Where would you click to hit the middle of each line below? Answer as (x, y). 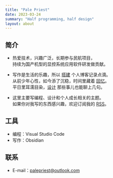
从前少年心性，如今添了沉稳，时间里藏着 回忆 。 (61, 81)
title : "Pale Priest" (28, 10)
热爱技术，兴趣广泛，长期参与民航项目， (54, 58)
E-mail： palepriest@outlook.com (46, 170)
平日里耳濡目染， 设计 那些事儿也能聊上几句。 (58, 87)
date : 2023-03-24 (23, 14)
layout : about (20, 24)
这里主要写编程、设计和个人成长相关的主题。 (58, 98)
